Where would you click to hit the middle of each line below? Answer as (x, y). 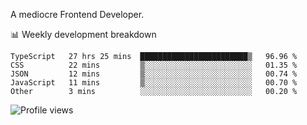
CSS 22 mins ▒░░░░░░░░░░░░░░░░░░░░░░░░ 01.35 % (154, 65)
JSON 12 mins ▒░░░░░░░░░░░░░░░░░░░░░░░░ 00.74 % (154, 74)
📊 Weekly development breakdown (83, 34)
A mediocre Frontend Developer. (77, 14)
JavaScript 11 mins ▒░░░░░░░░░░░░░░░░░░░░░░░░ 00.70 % (154, 83)
